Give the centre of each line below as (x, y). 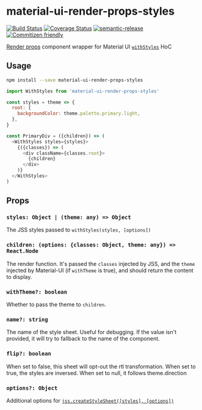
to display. (19, 276)
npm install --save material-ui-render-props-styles (75, 80)
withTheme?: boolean (37, 292)
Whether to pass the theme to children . (56, 305)
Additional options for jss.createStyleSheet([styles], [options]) (90, 400)
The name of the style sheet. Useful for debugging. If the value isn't (92, 332)
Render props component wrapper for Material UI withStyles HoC (89, 47)
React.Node (22, 251)
